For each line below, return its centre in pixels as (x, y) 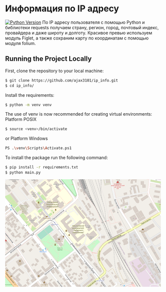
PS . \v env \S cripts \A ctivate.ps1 (38, 148)
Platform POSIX (21, 120)
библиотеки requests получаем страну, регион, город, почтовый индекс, (82, 27)
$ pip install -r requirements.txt (42, 167)
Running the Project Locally (48, 59)
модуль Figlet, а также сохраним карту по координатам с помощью (77, 38)
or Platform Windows (26, 138)
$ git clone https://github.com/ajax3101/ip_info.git (62, 80)
